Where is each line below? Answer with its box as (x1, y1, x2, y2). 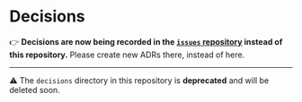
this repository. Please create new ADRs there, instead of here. (9, 49, 245, 60)
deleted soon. (9, 84, 60, 95)
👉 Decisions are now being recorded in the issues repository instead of (9, 36, 283, 47)
